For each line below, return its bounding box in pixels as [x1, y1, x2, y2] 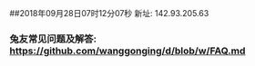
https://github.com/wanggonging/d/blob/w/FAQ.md [9, 44, 246, 57]
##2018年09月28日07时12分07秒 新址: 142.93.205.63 [9, 8, 209, 18]
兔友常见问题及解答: [9, 33, 97, 45]
